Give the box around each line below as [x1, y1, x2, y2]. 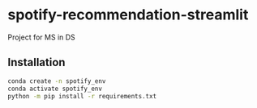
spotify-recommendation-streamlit [7, 6, 249, 24]
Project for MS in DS [7, 32, 76, 42]
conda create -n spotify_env [7, 77, 106, 85]
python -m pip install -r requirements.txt [7, 92, 157, 100]
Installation [7, 56, 66, 69]
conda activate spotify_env [7, 85, 103, 93]
